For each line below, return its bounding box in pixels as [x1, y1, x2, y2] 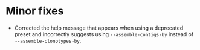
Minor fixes [5, 4, 64, 18]
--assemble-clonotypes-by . [14, 37, 82, 44]
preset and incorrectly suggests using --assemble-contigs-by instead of [14, 30, 194, 37]
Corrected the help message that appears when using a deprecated [14, 24, 184, 31]
